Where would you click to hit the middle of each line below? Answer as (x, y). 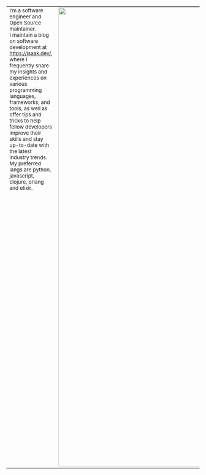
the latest (21, 151)
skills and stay (26, 139)
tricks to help (25, 121)
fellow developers (31, 127)
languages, (23, 96)
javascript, (22, 176)
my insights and (29, 72)
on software (24, 41)
